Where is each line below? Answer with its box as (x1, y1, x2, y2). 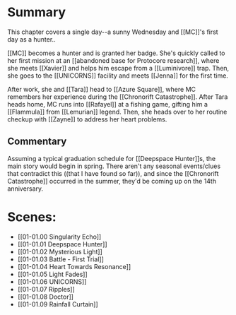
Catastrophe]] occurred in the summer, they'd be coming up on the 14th (7, 177, 217, 185)
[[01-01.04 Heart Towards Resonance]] (17, 262, 131, 271)
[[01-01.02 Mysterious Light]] (17, 247, 102, 256)
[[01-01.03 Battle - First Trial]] (17, 255, 104, 263)
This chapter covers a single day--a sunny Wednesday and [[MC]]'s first (7, 28, 218, 36)
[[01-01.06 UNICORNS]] (17, 277, 87, 286)
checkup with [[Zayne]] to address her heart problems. (7, 114, 167, 124)
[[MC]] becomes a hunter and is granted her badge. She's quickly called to (7, 49, 225, 57)
